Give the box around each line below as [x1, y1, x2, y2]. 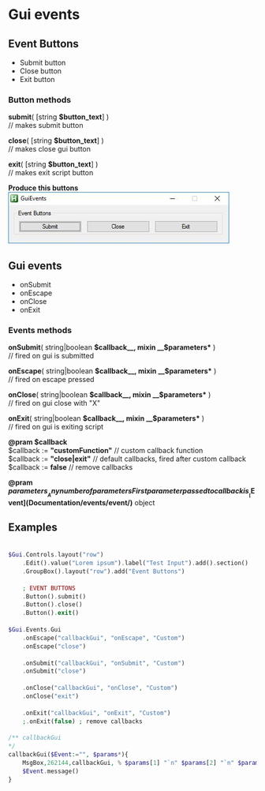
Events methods [8, 325, 73, 336]
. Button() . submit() [22, 592, 87, 601]
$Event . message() [22, 767, 80, 775]
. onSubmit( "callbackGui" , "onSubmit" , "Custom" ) [22, 659, 185, 667]
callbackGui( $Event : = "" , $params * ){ [8, 751, 129, 759]
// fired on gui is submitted [8, 351, 95, 361]
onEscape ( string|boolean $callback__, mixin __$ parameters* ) [8, 366, 217, 376]
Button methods [8, 94, 72, 105]
